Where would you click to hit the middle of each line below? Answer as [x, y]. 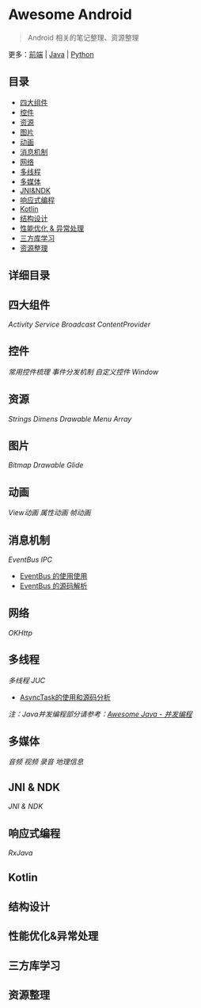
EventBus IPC [30, 559]
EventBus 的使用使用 [53, 576]
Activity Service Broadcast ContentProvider [80, 324]
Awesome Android [70, 15]
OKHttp [21, 632]
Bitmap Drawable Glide [46, 465]
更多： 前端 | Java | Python [51, 54]
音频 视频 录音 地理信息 [46, 762]
